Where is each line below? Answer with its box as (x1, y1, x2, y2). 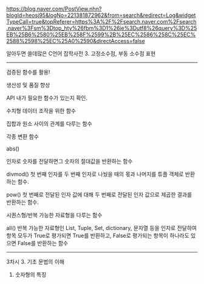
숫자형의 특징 (15, 271, 47, 278)
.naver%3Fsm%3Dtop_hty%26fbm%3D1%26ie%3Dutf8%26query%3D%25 (6, 24, 197, 32)
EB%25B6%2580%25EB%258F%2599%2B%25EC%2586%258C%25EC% (6, 31, 196, 38)
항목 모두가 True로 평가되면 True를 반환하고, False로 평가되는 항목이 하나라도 (6, 232, 189, 239)
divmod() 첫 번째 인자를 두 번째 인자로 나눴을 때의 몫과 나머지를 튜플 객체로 (6, 171, 184, 178)
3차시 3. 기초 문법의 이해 (6, 258, 65, 265)
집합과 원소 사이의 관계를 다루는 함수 (6, 120, 92, 127)
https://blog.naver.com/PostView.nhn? (6, 5, 102, 12)
